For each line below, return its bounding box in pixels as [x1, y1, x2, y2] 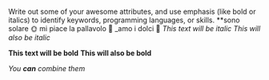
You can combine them [8, 64, 86, 73]
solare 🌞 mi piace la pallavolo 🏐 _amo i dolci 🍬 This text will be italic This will [8, 24, 261, 33]
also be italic [8, 33, 50, 42]
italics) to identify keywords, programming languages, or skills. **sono [8, 15, 240, 25]
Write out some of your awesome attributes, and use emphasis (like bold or [8, 7, 256, 16]
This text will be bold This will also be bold [8, 48, 152, 58]
